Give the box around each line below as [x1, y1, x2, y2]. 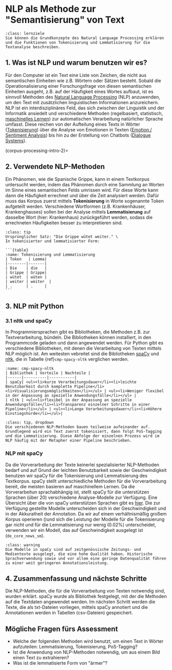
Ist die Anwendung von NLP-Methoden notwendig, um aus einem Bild [12, 649, 160, 655]
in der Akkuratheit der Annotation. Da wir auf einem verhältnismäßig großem [5, 510, 167, 516]
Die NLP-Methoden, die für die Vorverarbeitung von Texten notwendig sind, [5, 588, 165, 594]
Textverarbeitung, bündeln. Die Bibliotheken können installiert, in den [5, 334, 151, 340]
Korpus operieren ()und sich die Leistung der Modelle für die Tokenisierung [5, 516, 165, 522]
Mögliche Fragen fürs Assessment [5, 624, 118, 633]
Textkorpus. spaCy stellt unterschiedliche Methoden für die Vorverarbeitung [5, 478, 167, 484]
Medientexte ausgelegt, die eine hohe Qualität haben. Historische [5, 551, 153, 557]
